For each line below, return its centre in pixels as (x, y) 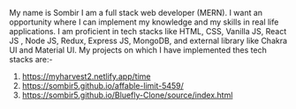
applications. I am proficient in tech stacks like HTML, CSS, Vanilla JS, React (148, 31)
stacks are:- (31, 59)
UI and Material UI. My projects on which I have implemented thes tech (138, 50)
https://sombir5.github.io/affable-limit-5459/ (102, 86)
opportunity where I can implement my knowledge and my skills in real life (144, 22)
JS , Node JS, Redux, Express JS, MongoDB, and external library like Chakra (148, 40)
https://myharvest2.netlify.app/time (86, 76)
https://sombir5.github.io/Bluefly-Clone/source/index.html (127, 95)
